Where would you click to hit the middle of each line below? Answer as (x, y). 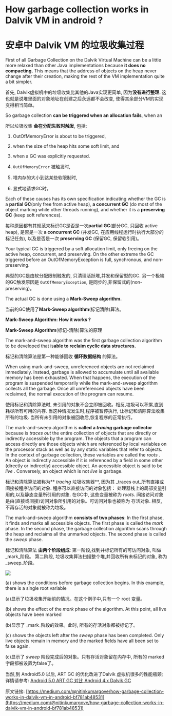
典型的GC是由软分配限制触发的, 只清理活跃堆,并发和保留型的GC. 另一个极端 (85, 276)
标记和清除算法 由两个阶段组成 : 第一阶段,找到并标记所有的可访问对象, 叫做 (83, 550)
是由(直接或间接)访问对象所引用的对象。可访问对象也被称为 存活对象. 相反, (84, 501)
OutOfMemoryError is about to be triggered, (59, 136)
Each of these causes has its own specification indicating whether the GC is (85, 199)
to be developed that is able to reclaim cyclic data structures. (71, 346)
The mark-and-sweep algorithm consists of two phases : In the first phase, (85, 518)
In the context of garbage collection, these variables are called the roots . (83, 455)
